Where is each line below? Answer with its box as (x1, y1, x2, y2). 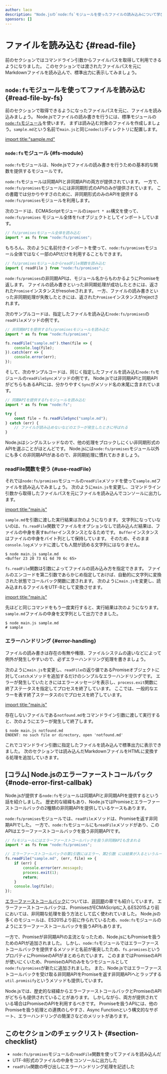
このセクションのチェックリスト (5, 1029, 103, 1038)
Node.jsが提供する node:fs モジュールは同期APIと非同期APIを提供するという (5, 792, 159, 799)
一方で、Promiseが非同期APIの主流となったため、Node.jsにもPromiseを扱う (5, 934, 162, 940)
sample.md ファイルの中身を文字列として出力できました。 (5, 611, 121, 617)
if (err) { (14, 861, 37, 866)
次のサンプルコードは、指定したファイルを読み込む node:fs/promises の (5, 310, 150, 317)
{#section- (104, 1029, 139, 1038)
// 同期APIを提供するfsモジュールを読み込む (5, 398, 86, 403)
